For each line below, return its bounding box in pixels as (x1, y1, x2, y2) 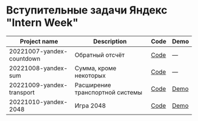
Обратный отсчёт (74, 51, 125, 59)
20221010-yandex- (9, 98, 68, 106)
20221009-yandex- (9, 80, 68, 89)
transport (9, 88, 35, 96)
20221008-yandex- (9, 64, 68, 72)
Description (93, 37, 127, 45)
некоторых (74, 71, 106, 79)
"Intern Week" (6, 16, 78, 29)
